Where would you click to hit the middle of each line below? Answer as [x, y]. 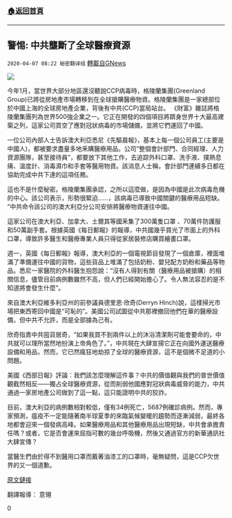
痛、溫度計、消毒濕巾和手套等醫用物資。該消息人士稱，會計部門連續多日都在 [116, 166]
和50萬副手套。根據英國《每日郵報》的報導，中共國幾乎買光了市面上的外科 [114, 230]
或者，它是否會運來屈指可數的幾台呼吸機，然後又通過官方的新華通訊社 [125, 433]
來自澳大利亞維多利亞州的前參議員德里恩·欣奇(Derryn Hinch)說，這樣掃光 [111, 303]
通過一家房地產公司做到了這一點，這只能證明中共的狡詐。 [89, 393]
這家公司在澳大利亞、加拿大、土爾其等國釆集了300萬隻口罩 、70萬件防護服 [114, 221]
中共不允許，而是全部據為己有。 [70, 320]
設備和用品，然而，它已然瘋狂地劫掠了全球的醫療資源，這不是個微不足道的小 [116, 352]
